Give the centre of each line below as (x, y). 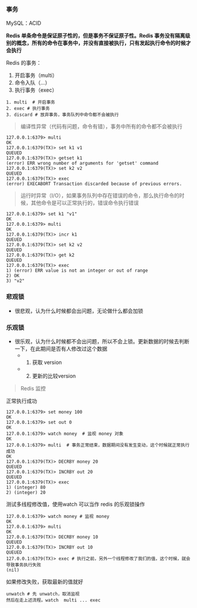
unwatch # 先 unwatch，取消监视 (43, 594)
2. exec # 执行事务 (28, 109)
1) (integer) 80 (26, 487)
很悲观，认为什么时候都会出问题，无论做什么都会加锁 (79, 310)
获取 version (47, 362)
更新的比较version (54, 376)
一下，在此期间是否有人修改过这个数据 (61, 349)
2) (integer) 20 (26, 492)
